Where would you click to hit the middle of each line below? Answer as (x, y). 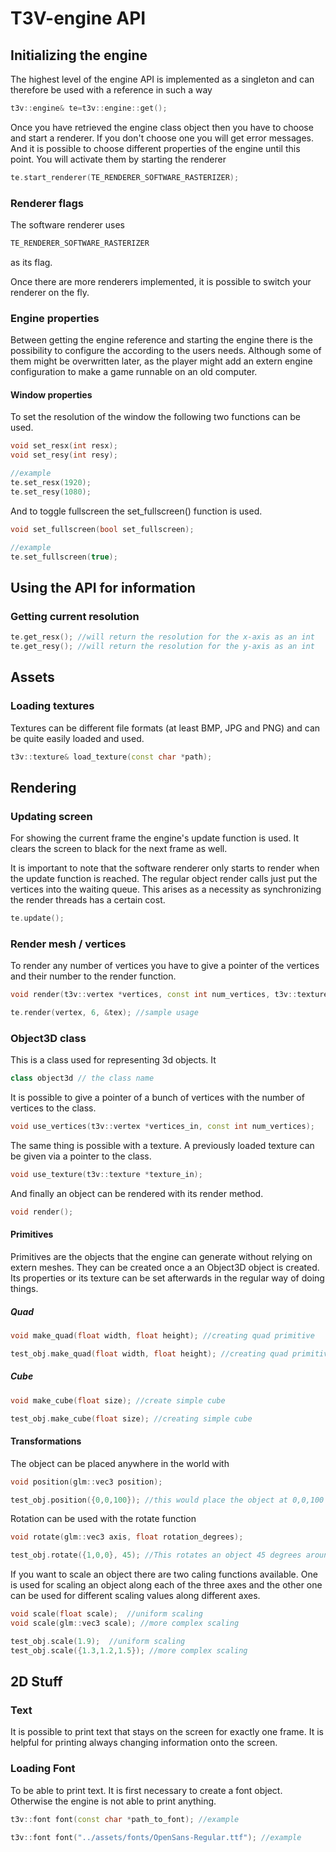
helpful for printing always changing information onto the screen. (144, 1743)
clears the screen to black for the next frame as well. (119, 849)
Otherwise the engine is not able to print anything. (113, 1801)
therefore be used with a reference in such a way (111, 90)
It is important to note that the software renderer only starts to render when (165, 868)
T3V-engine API (78, 18)
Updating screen (51, 816)
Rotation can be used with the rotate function (103, 1519)
